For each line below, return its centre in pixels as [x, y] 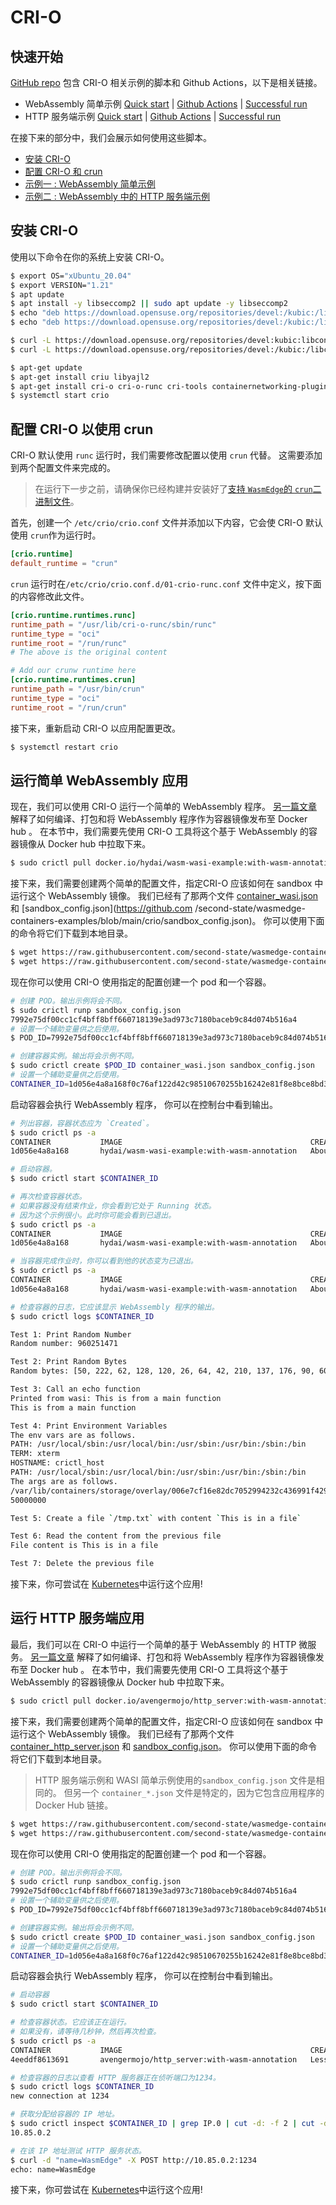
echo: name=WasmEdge [53, 2169]
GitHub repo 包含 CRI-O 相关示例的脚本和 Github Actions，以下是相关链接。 [166, 82]
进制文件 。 [57, 502]
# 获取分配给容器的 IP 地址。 [65, 2114]
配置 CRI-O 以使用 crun [82, 429]
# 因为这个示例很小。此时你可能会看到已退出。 [93, 1215]
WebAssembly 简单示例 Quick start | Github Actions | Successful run [166, 104]
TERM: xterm [35, 1454]
